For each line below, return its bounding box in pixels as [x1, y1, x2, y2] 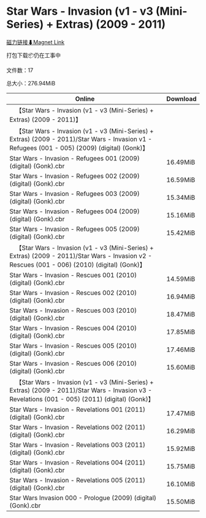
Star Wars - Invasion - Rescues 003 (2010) [9, 306, 137, 315]
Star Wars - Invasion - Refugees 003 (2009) [9, 189, 140, 198]
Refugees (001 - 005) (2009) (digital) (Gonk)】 [9, 143, 149, 152]
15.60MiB [166, 363, 196, 371]
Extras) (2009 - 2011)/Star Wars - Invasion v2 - [9, 251, 152, 260]
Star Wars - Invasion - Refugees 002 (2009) [9, 171, 140, 180]
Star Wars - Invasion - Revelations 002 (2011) [9, 423, 146, 431]
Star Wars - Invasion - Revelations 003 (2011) [9, 441, 146, 449]
